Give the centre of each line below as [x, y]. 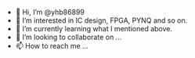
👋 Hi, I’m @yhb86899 [50, 12]
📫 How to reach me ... [52, 46]
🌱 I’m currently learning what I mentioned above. [94, 29]
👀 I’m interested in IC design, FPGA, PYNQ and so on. [101, 20]
